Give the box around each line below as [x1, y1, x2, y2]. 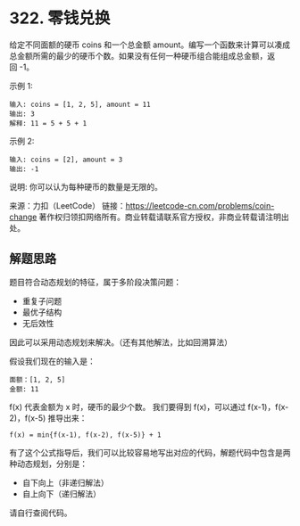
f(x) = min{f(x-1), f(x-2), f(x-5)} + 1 [9, 430, 162, 440]
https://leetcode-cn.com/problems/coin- [125, 200, 275, 210]
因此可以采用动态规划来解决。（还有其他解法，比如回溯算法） [9, 336, 232, 348]
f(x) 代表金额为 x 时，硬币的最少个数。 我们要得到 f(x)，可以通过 [9, 401, 246, 412]
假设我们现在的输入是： [9, 356, 96, 366]
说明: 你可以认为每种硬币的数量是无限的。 [9, 181, 162, 192]
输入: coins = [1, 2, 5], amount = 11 [9, 100, 151, 109]
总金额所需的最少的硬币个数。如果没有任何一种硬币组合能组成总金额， [9, 50, 268, 61]
